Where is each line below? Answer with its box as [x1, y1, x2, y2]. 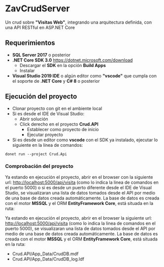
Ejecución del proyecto [5, 92, 77, 101]
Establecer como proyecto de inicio [27, 126, 99, 132]
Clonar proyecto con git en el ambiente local [12, 105, 102, 111]
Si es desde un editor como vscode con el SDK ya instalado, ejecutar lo [12, 136, 158, 143]
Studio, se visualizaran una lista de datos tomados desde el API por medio [5, 190, 156, 196]
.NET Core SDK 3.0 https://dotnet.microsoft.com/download [12, 57, 133, 63]
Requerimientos [5, 39, 55, 47]
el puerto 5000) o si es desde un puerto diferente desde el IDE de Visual [5, 184, 152, 190]
